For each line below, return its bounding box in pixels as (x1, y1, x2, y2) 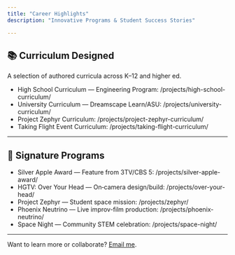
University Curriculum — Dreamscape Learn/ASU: (17, 100, 162, 109)
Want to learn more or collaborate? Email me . (7, 240, 137, 249)
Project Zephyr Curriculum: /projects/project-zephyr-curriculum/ (17, 115, 204, 123)
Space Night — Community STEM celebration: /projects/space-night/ (17, 220, 218, 228)
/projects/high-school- (159, 85, 226, 94)
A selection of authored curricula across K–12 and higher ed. (7, 71, 182, 81)
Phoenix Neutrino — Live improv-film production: (17, 205, 159, 214)
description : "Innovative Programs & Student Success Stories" (7, 17, 196, 24)
